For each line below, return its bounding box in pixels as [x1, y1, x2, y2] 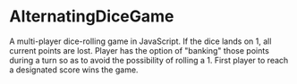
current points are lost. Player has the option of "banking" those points [9, 45, 270, 55]
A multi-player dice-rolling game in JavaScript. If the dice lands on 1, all [9, 36, 272, 46]
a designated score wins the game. [9, 64, 139, 75]
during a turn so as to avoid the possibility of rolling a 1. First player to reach [9, 55, 289, 65]
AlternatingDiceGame [9, 6, 174, 27]
